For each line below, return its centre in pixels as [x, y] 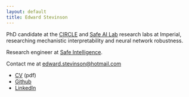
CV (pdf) [26, 75]
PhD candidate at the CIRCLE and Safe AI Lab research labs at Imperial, [94, 34]
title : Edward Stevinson [37, 17]
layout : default [26, 12]
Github [23, 82]
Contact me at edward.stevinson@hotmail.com [64, 64]
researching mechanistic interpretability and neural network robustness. [95, 40]
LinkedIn [25, 87]
